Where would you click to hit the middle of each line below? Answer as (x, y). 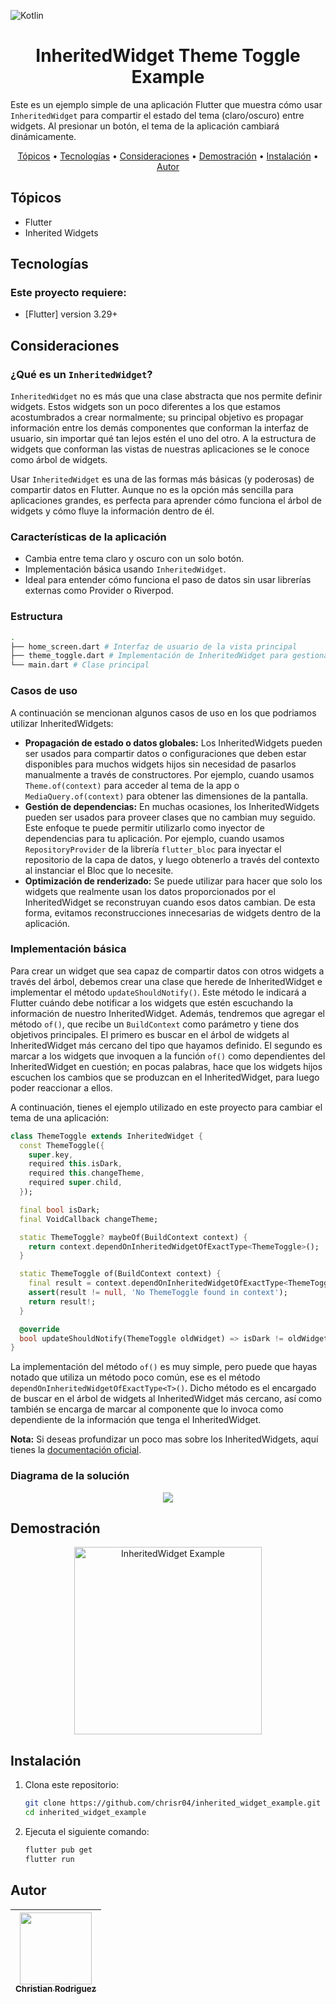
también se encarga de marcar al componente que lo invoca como (147, 1409)
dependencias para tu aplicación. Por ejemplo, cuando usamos (154, 838)
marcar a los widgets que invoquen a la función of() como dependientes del (168, 1056)
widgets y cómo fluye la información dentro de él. (112, 511)
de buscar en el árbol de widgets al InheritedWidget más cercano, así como (166, 1399)
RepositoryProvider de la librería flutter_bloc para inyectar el (153, 849)
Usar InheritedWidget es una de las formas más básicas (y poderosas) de (162, 479)
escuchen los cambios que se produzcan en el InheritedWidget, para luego (165, 1077)
